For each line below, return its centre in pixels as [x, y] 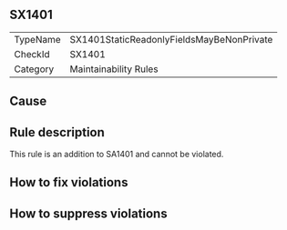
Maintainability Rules [114, 69]
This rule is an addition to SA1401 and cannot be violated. [117, 155]
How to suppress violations [88, 213]
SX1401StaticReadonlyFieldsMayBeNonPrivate [171, 39]
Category [34, 69]
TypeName [37, 39]
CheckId [32, 54]
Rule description [57, 132]
